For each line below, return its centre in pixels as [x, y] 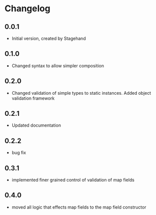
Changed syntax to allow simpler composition [58, 66]
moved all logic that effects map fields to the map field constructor [79, 207]
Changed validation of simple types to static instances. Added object [81, 93]
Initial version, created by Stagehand [49, 38]
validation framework [33, 98]
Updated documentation [36, 125]
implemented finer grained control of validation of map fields [73, 180]
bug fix [19, 153]
